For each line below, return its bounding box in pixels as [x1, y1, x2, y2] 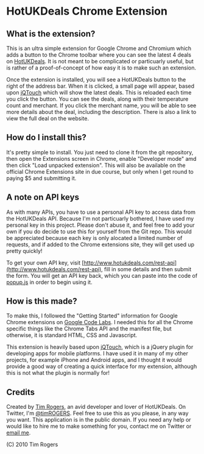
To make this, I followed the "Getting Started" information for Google [6, 312, 178, 319]
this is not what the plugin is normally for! [6, 369, 110, 377]
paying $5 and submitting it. [6, 174, 77, 182]
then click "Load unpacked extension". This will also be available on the [6, 161, 186, 169]
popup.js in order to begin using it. [6, 278, 93, 286]
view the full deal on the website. [6, 115, 90, 122]
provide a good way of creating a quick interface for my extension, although [6, 363, 197, 370]
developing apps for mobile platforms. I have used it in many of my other [6, 350, 189, 357]
